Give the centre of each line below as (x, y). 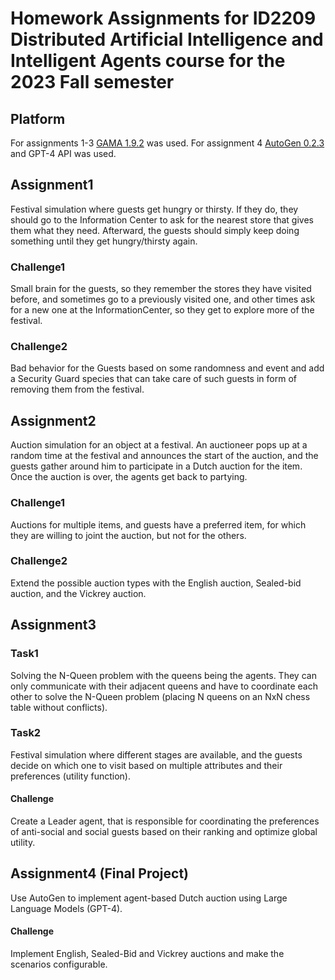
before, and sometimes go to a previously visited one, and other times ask (163, 299)
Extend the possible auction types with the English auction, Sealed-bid (156, 583)
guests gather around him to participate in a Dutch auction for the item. (156, 466)
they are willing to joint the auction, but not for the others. (128, 535)
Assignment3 (53, 625)
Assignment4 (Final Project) (100, 873)
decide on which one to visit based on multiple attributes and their (146, 765)
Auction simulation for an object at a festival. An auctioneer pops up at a (159, 445)
